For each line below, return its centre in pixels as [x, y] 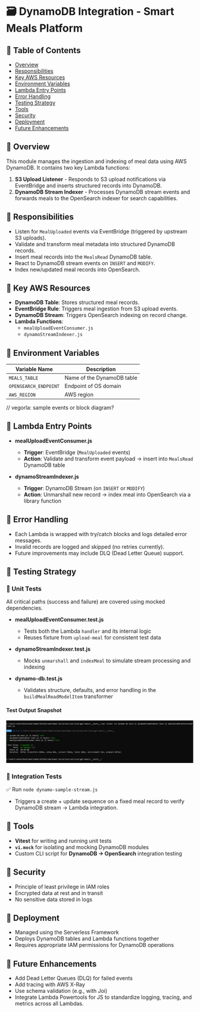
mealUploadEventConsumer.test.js [59, 620]
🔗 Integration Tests [34, 776]
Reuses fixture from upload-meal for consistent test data [92, 638]
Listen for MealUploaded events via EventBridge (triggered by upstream [101, 231]
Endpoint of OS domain [93, 386]
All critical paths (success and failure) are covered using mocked [86, 602]
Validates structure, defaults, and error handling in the [90, 690]
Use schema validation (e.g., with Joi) [61, 991]
